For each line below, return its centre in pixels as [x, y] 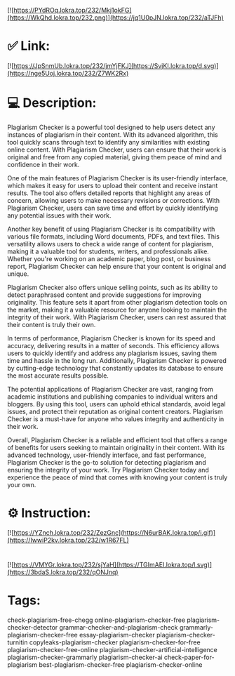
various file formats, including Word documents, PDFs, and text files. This [113, 236]
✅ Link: [29, 46]
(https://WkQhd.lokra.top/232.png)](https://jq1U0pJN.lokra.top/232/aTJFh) [116, 18]
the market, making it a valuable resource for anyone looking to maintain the [117, 310]
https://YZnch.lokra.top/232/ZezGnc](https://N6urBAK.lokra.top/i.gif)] [115, 532]
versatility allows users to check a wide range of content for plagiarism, [110, 244]
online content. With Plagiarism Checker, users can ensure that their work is [117, 150]
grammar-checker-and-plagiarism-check [119, 627]
